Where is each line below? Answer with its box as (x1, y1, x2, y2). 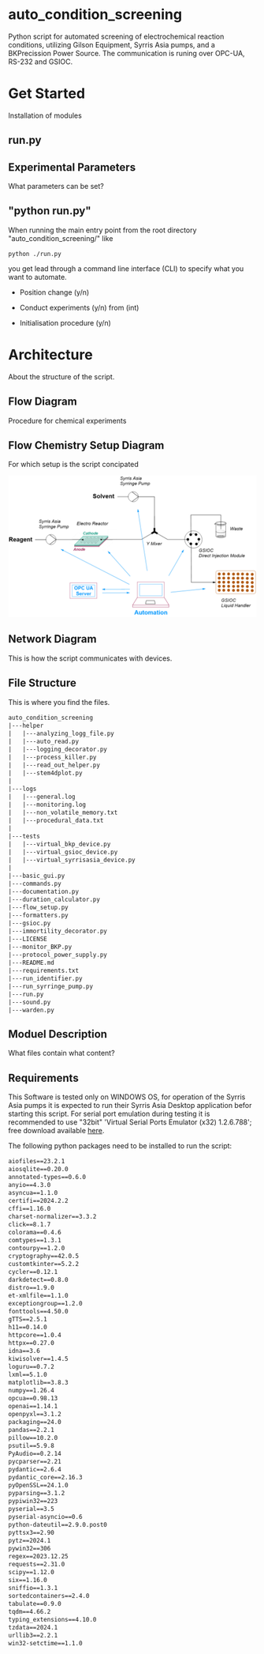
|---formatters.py (8, 911, 69, 919)
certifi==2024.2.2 (8, 1197, 69, 1205)
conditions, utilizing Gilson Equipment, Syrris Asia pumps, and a (8, 40, 215, 49)
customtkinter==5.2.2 (8, 1260, 80, 1268)
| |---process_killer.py (8, 753, 97, 761)
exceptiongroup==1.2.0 (8, 1300, 83, 1308)
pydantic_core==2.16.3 (8, 1474, 83, 1482)
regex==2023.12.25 (8, 1553, 69, 1561)
